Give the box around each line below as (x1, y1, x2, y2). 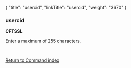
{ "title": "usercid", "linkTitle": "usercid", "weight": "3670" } (5, 5, 127, 10)
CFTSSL (5, 28, 23, 34)
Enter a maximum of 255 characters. (5, 38, 81, 44)
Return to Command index (5, 57, 59, 63)
